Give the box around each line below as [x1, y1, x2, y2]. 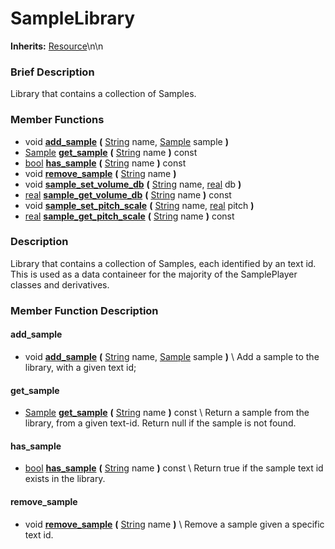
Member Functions [10, 113, 105, 127]
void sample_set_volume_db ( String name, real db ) [24, 178, 242, 190]
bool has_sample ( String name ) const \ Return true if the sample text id [24, 462, 324, 474]
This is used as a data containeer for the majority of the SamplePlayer [10, 268, 298, 280]
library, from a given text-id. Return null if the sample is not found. [24, 417, 297, 429]
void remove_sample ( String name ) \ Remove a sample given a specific [24, 518, 325, 530]
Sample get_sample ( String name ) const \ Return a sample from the [24, 407, 310, 419]
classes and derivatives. [10, 278, 110, 291]
